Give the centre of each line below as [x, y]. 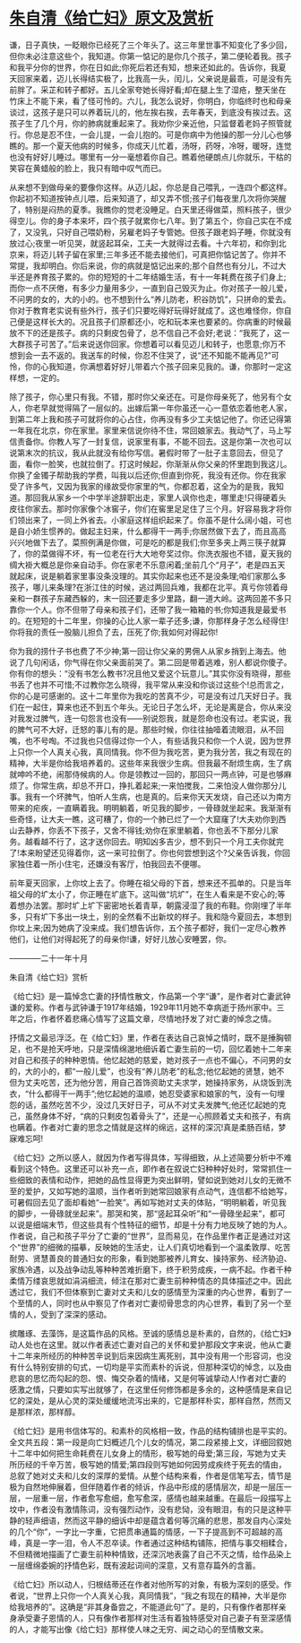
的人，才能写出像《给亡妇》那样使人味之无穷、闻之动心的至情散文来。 [139, 1629]
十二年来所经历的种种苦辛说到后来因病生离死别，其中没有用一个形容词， [142, 1355]
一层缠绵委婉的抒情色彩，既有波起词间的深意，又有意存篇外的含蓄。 [135, 1565]
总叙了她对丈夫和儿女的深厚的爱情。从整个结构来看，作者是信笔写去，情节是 [150, 1475]
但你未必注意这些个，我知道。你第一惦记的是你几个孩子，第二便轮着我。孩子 [150, 56]
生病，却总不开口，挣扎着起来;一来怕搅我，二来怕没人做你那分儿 [167, 785]
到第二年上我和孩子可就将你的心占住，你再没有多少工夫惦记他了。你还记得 [146, 419]
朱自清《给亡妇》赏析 [48, 977]
